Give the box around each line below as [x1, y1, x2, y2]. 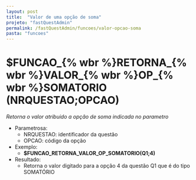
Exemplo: [14, 143, 38, 150]
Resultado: [14, 156, 41, 163]
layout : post [6, 8, 38, 15]
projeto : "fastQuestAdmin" [6, 19, 73, 25]
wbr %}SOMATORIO [6, 81, 107, 94]
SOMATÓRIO [23, 169, 55, 176]
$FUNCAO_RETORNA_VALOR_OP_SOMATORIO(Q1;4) [23, 150, 155, 157]
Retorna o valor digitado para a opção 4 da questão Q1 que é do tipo [23, 162, 190, 169]
